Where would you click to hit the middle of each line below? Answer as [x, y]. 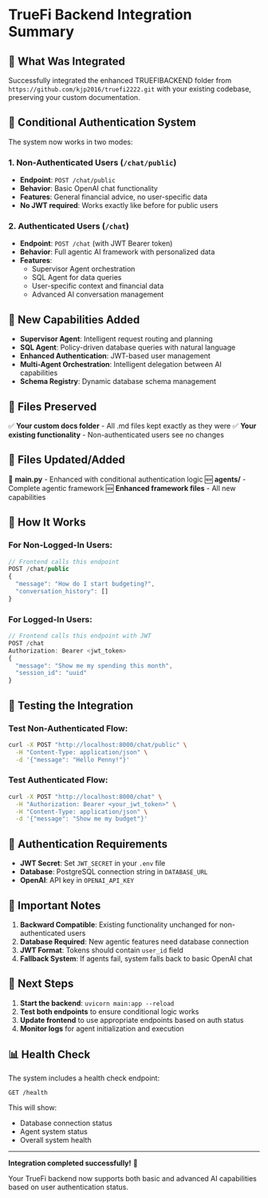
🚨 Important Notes [55, 905]
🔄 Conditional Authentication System [102, 123]
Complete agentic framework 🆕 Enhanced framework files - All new [122, 488]
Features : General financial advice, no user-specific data [114, 197]
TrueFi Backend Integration [100, 15]
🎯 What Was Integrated [67, 61]
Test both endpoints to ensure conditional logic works [109, 1011]
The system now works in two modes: [71, 142]
